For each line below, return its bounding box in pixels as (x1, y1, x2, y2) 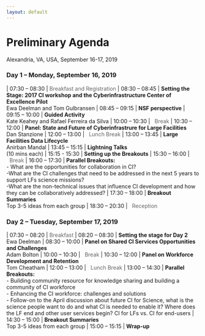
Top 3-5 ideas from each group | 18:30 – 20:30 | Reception (6, 202, 158, 209)
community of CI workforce (6, 283, 76, 291)
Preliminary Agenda (6, 35, 110, 49)
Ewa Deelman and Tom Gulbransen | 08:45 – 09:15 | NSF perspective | (6, 104, 185, 112)
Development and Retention (6, 258, 79, 265)
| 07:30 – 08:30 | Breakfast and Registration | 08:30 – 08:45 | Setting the (6, 85, 190, 92)
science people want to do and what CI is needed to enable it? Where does (6, 303, 196, 310)
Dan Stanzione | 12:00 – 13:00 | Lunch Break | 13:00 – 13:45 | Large (6, 130, 179, 138)
